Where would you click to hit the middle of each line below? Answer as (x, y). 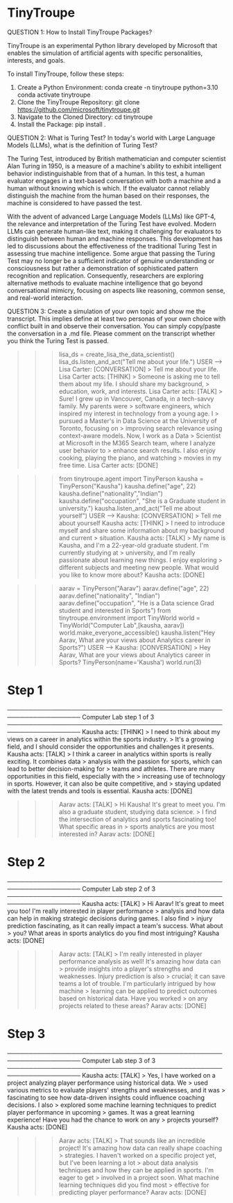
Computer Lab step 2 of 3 (119, 889)
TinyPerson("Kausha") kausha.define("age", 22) (127, 486)
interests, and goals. (36, 60)
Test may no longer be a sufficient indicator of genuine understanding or (111, 261)
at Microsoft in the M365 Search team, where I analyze (137, 443)
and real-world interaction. (45, 298)
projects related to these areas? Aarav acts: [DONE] (132, 1005)
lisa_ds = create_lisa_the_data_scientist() (117, 354)
